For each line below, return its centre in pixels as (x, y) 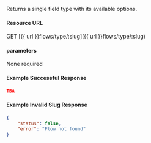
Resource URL (25, 23)
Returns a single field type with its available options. (72, 9)
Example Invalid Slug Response (47, 105)
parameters (21, 50)
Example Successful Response (46, 78)
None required (24, 64)
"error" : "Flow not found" (52, 129)
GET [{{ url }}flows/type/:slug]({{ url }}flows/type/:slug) (76, 37)
